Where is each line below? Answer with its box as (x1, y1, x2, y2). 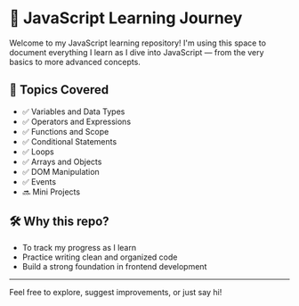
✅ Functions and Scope (21, 126, 109, 136)
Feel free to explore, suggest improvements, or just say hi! (9, 286, 222, 297)
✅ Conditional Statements (21, 136, 117, 146)
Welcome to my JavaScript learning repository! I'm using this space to (9, 37, 267, 48)
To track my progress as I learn (21, 242, 136, 252)
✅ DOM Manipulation (21, 166, 100, 177)
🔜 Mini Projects (21, 186, 81, 197)
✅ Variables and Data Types (21, 106, 125, 117)
